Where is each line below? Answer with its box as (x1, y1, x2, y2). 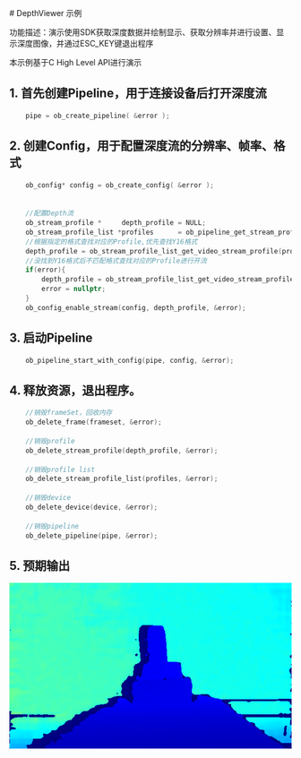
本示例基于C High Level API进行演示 (9, 57, 142, 67)
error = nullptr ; (41, 285, 106, 294)
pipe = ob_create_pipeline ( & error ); (25, 111, 170, 120)
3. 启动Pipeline (9, 331, 93, 346)
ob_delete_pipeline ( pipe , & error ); (25, 531, 159, 540)
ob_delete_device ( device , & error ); (25, 503, 159, 512)
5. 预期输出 (9, 558, 70, 573)
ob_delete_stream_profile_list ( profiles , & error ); (25, 474, 219, 484)
